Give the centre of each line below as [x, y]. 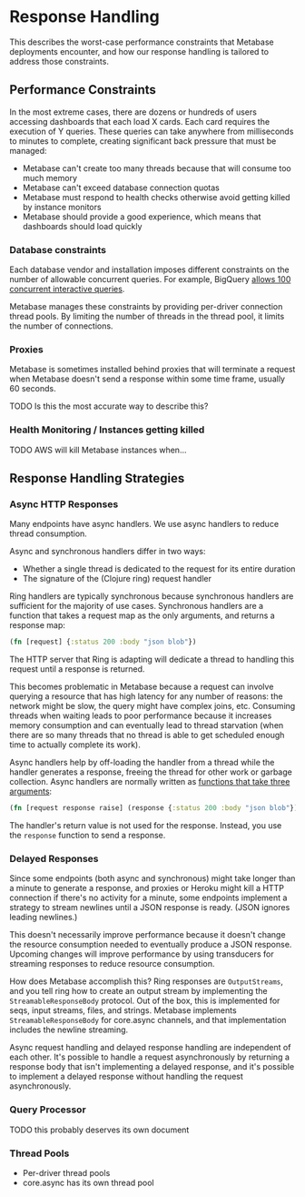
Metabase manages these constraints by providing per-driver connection [146, 307]
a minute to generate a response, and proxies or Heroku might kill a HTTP [147, 888]
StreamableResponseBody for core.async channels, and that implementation [148, 1020]
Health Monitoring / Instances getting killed [107, 430]
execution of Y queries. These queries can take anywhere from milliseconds [152, 131]
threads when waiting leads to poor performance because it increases [141, 715]
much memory [49, 178]
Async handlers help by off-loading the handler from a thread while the [142, 763]
